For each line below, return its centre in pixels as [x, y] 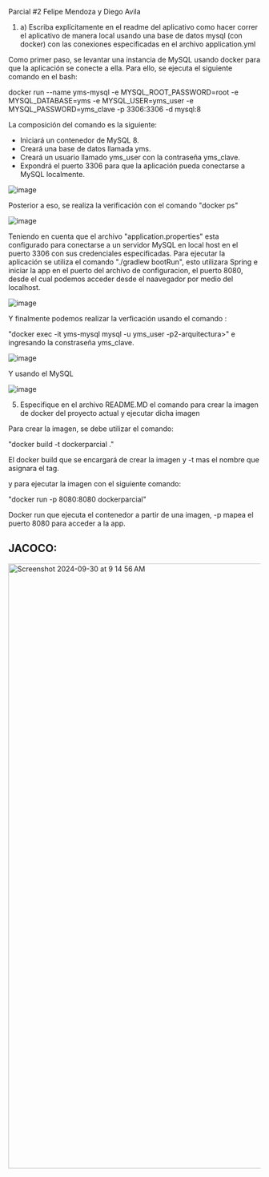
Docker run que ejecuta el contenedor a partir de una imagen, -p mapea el [131, 515]
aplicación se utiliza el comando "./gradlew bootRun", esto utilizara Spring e [133, 262]
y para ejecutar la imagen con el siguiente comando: [95, 484]
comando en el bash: [43, 77]
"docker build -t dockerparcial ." [61, 444]
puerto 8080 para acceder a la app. [67, 523]
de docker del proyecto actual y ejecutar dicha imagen [110, 413]
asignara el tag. [34, 468]
